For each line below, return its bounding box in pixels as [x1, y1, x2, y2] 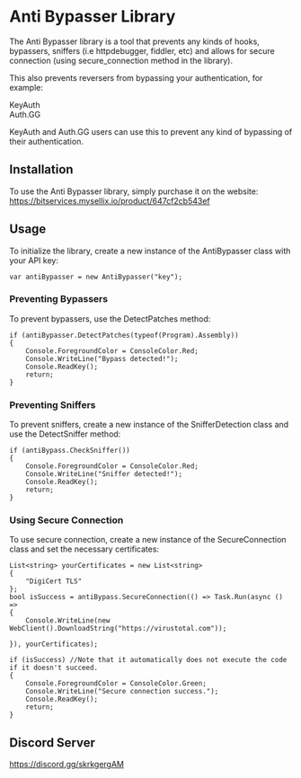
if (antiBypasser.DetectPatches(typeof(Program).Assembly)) [9, 331, 240, 340]
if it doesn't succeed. [9, 663, 99, 673]
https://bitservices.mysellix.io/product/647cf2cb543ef [9, 195, 211, 206]
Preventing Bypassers [9, 293, 109, 305]
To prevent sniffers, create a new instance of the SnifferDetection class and [9, 420, 289, 430]
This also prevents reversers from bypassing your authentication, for [9, 72, 263, 83]
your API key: [9, 254, 58, 266]
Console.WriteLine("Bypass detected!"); [25, 354, 179, 363]
